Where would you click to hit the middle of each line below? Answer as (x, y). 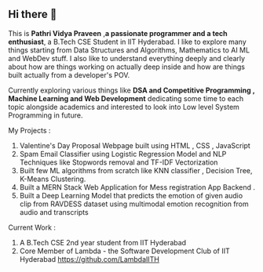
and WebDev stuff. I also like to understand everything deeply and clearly (127, 58)
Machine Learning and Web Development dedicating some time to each (126, 98)
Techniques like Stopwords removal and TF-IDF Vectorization (119, 162)
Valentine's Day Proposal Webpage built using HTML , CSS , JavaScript (135, 145)
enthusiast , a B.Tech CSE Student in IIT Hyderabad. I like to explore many (128, 42)
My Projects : (29, 130)
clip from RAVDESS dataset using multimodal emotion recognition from (134, 204)
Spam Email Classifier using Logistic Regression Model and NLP (123, 154)
